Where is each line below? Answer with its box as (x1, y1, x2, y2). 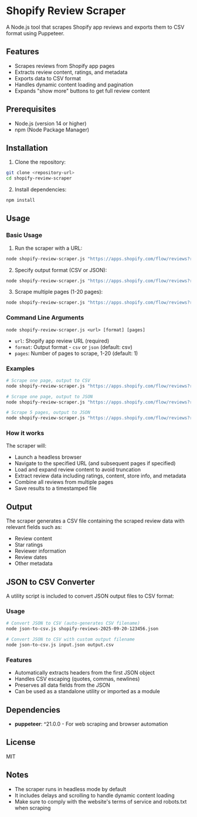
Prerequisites (6, 104, 56, 114)
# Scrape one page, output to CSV (6, 377, 91, 384)
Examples (6, 364, 35, 372)
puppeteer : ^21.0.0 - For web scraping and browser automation (14, 720, 168, 727)
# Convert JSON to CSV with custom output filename (6, 636, 135, 643)
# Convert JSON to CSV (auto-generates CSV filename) (6, 621, 141, 626)
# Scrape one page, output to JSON (6, 394, 93, 399)
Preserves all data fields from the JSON (14, 682, 110, 689)
